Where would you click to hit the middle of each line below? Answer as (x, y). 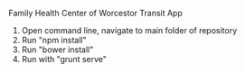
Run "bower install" (57, 50)
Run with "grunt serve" (64, 59)
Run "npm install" (54, 40)
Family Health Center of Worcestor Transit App (95, 13)
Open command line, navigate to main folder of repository (129, 30)
